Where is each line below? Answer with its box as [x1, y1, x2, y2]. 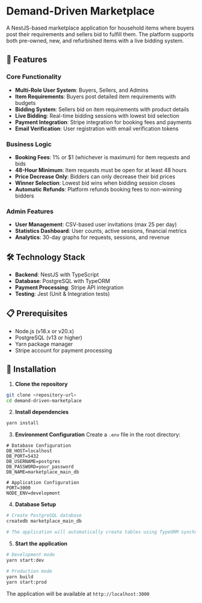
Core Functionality [6, 72, 62, 81]
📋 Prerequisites [6, 308, 68, 319]
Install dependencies [14, 409, 69, 416]
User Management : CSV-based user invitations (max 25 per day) [14, 221, 177, 228]
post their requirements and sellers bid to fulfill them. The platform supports [6, 30, 194, 37]
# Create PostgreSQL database [6, 512, 82, 518]
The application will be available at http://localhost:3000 [6, 590, 150, 598]
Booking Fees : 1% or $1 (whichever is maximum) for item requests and [14, 153, 191, 161]
